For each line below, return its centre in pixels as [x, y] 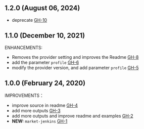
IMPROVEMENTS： [24, 95]
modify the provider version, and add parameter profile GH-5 [75, 67]
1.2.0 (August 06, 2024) [42, 8]
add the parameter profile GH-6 [45, 62]
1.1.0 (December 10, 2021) [45, 36]
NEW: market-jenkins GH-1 [40, 121]
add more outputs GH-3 [36, 111]
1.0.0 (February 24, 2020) [45, 83]
